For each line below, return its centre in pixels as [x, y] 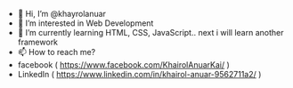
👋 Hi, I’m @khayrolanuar [62, 14]
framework [38, 42]
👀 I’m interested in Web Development [85, 23]
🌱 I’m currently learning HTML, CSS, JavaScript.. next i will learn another [151, 32]
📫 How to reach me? [57, 52]
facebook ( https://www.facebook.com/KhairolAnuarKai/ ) [123, 65]
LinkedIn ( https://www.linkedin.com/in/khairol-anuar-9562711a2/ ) [139, 74]
